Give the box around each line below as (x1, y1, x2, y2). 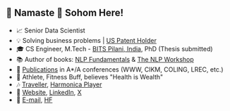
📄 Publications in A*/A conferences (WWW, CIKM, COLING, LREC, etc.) (16, 65, 224, 74)
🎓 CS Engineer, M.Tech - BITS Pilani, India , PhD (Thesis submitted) (16, 44, 213, 53)
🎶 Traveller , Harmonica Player (16, 80, 102, 89)
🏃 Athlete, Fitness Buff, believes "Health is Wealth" (16, 72, 164, 81)
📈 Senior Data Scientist (16, 26, 85, 34)
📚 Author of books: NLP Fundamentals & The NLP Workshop (16, 55, 194, 63)
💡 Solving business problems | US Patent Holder (16, 36, 157, 44)
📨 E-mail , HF (16, 96, 53, 104)
